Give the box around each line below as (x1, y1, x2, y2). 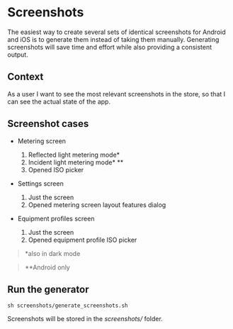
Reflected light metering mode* (28, 150, 120, 159)
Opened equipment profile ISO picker (28, 235, 137, 244)
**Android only (24, 263, 71, 272)
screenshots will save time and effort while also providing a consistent (7, 43, 212, 51)
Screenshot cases (7, 118, 89, 130)
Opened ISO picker (28, 165, 84, 174)
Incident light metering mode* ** (28, 157, 124, 167)
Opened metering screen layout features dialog (28, 200, 166, 209)
